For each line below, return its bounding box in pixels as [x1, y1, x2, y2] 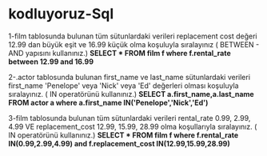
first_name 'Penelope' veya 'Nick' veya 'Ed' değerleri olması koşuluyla [8, 81, 239, 90]
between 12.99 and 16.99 [8, 57, 94, 66]
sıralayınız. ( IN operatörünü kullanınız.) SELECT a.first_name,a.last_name [8, 89, 254, 98]
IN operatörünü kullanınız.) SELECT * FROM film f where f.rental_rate [8, 130, 239, 140]
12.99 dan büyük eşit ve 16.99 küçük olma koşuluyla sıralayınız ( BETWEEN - [8, 39, 260, 49]
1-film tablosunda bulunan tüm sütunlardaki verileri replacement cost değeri [8, 31, 257, 41]
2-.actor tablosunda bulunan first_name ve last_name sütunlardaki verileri [8, 72, 250, 82]
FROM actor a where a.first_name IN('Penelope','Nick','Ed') [8, 98, 209, 107]
